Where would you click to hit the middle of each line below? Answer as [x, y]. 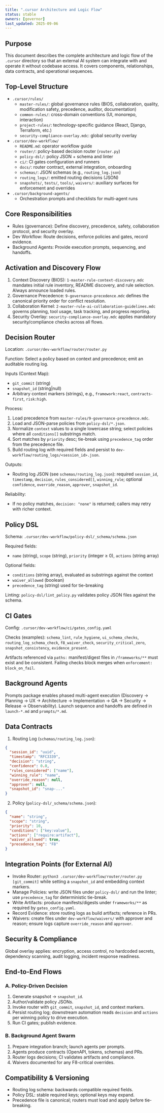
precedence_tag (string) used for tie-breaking [58, 585]
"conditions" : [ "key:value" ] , [40, 831]
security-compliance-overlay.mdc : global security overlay [78, 135]
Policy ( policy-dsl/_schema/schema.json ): [54, 803]
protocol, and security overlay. [43, 231]
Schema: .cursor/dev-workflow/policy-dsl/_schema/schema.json [71, 537]
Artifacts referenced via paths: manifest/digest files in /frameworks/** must [82, 657]
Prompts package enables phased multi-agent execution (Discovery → [77, 695]
